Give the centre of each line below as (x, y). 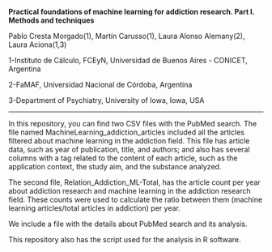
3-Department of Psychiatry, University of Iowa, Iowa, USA (106, 100)
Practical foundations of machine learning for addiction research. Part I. (132, 12)
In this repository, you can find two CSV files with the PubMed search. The (133, 124)
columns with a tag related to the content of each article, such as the (123, 158)
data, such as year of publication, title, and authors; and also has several (129, 149)
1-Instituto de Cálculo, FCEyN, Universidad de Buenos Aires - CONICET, (128, 60)
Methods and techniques (51, 20)
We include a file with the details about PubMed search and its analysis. (128, 224)
